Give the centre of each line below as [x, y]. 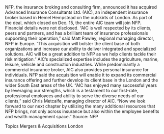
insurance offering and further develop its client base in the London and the [82, 80]
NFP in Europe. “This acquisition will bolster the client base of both [72, 43]
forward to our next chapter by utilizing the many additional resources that [80, 106]
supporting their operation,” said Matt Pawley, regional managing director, [80, 38]
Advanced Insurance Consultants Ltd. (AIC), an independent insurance [77, 12]
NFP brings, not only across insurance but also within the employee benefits [82, 111]
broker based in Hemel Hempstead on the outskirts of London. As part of [79, 17]
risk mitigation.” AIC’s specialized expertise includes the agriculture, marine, [82, 59]
